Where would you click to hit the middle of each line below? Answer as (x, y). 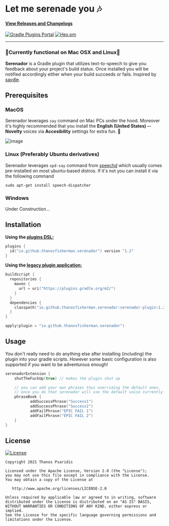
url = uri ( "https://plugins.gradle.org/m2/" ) (67, 289)
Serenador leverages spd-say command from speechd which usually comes (84, 165)
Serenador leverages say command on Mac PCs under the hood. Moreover (82, 121)
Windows (17, 198)
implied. (14, 511)
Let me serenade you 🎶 (54, 9)
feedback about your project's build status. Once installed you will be (77, 69)
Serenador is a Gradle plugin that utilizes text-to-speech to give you (76, 63)
